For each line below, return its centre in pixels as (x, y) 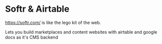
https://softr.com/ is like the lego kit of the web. (53, 22)
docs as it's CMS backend (32, 37)
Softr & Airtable (37, 9)
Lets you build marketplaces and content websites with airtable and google (81, 32)
